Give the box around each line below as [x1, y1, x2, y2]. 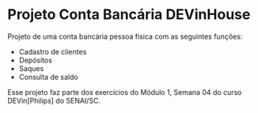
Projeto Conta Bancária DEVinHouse [7, 6, 251, 24]
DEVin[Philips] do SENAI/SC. [7, 96, 101, 105]
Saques [18, 63, 44, 73]
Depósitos [18, 55, 53, 65]
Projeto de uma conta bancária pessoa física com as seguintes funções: [7, 32, 243, 41]
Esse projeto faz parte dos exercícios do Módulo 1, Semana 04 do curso [7, 87, 242, 96]
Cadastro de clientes [18, 47, 87, 56]
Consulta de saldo [18, 72, 78, 81]
